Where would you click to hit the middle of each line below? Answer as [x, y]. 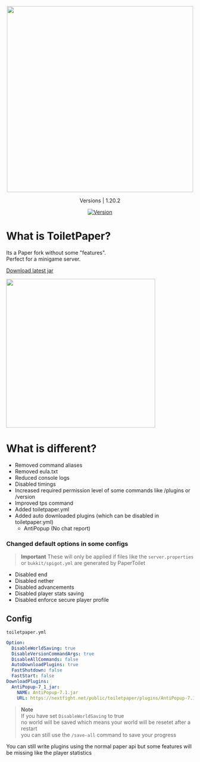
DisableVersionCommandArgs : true [53, 654]
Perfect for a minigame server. [43, 259]
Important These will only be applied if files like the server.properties [107, 557]
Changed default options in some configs [67, 544]
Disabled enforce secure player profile [62, 600]
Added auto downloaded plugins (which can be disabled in [87, 516]
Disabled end [31, 574]
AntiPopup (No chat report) [57, 528]
